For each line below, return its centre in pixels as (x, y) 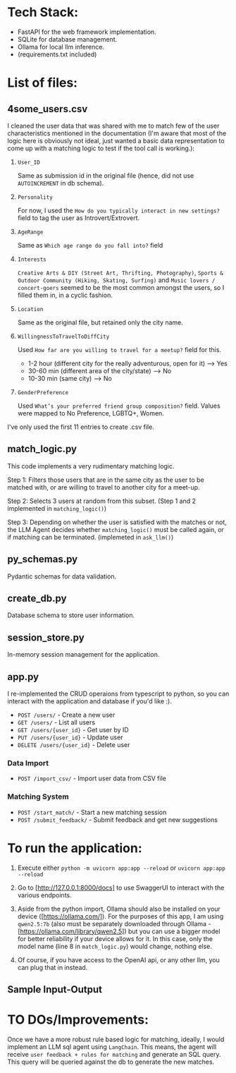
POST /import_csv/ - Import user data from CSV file (92, 778)
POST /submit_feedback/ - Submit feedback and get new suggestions (118, 820)
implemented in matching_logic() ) (57, 508)
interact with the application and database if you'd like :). (90, 701)
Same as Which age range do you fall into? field (90, 245)
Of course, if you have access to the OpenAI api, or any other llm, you (119, 959)
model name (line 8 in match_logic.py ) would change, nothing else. (115, 946)
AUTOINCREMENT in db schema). (61, 183)
